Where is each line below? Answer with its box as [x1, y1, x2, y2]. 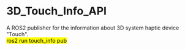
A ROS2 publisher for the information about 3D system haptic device [6, 24, 179, 31]
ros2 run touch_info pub [6, 37, 67, 44]
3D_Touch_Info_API [6, 4, 107, 18]
